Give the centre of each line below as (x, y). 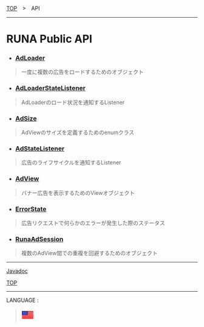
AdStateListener (40, 149)
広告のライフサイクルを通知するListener (71, 163)
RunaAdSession (39, 239)
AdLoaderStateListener (50, 88)
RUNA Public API (49, 39)
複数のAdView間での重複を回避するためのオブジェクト (89, 253)
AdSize (26, 118)
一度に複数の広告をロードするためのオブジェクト (82, 72)
